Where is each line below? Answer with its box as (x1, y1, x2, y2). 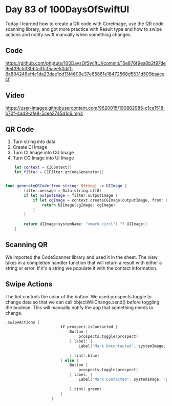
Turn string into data (12, 138, 56, 145)
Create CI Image (12, 144, 48, 150)
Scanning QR (5, 240, 48, 249)
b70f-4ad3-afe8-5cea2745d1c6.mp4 (5, 110, 83, 116)
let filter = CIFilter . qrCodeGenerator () (14, 170, 104, 175)
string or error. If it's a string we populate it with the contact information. (5, 265, 158, 271)
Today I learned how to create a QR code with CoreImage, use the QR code (5, 21, 164, 27)
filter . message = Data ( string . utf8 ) (24, 188, 102, 193)
